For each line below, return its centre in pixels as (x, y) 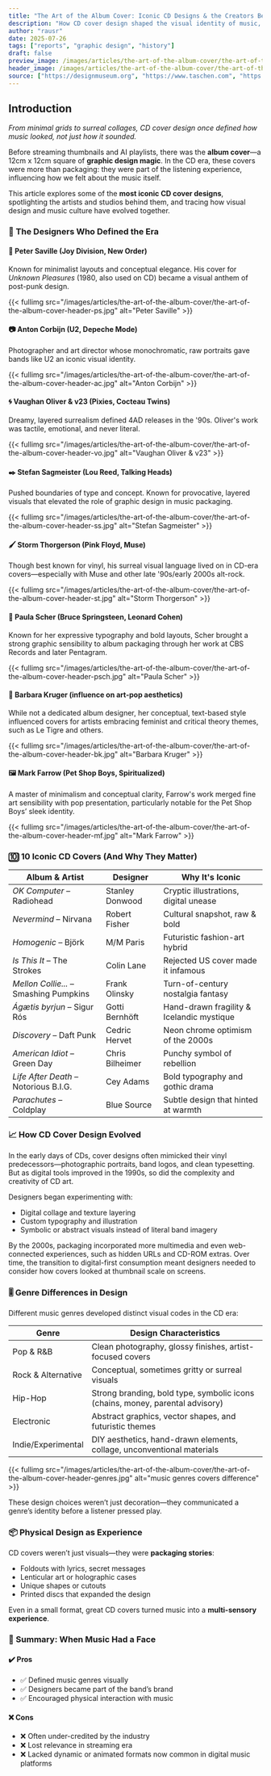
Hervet (119, 1040)
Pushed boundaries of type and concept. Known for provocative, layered (129, 493)
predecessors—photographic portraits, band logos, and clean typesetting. (132, 1164)
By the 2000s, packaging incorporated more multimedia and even (118, 1245)
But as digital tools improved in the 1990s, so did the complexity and (122, 1173)
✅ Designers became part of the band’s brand (96, 1690)
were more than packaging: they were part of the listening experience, (125, 170)
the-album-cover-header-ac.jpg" (63, 383)
